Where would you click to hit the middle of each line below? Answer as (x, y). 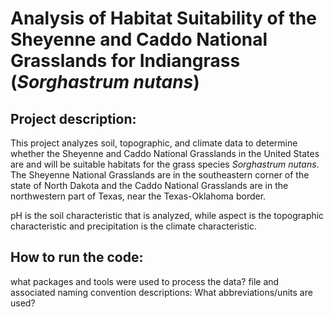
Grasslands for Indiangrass (125, 61)
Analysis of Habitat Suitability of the (163, 18)
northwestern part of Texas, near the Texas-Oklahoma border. (138, 196)
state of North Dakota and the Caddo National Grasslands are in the (149, 185)
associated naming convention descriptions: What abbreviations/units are (161, 292)
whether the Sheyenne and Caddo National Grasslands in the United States (165, 153)
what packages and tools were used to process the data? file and (145, 281)
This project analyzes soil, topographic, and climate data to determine (154, 143)
